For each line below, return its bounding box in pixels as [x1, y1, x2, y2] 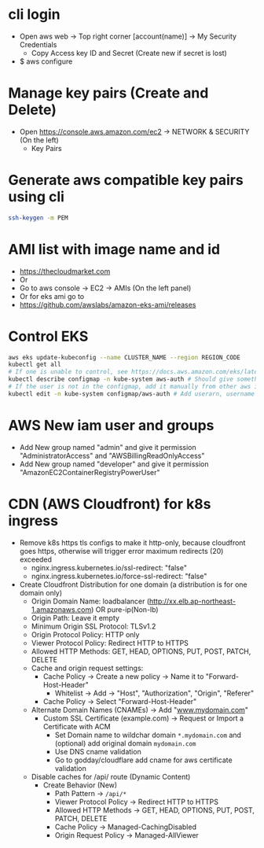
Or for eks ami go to [19, 291, 85, 300]
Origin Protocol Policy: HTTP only [31, 629, 140, 639]
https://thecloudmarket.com [19, 266, 111, 276]
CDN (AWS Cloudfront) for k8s [8, 495, 211, 513]
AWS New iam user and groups [8, 417, 214, 434]
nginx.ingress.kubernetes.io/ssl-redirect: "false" [31, 562, 187, 572]
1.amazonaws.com [31, 604, 92, 614]
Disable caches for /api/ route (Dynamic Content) [31, 772, 191, 781]
